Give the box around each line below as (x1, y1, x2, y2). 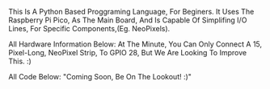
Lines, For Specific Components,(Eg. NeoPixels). (8, 24, 171, 33)
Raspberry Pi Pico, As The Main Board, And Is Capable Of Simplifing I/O (8, 15, 247, 25)
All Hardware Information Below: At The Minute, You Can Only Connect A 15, (8, 39, 263, 49)
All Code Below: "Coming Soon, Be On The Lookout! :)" (8, 72, 192, 81)
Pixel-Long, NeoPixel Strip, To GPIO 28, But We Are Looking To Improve (8, 48, 247, 57)
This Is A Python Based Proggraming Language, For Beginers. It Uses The (8, 7, 255, 16)
